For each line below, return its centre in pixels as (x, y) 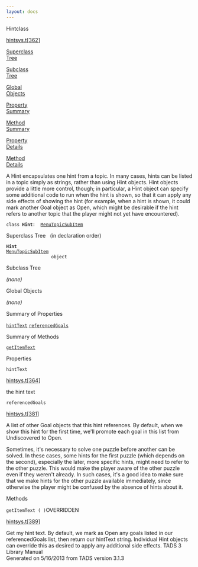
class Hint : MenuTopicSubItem (45, 225)
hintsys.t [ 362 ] (23, 40)
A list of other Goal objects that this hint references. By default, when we (95, 425)
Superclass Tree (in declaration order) (54, 235)
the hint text (21, 392)
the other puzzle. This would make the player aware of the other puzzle (93, 468)
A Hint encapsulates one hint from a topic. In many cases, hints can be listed (99, 176)
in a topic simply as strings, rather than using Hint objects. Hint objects (92, 182)
